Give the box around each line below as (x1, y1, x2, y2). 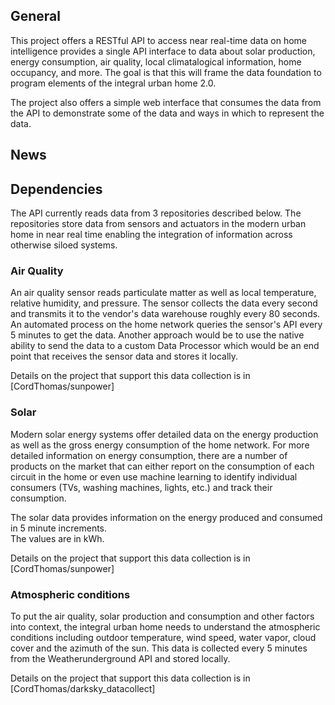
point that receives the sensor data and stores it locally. (10, 350, 239, 363)
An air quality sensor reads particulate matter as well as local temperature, (10, 287, 317, 299)
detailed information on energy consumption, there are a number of (10, 449, 288, 461)
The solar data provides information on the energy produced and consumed (10, 511, 323, 523)
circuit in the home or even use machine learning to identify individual (10, 470, 298, 483)
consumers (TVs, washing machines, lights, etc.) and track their (10, 481, 273, 493)
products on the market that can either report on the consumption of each (10, 460, 315, 472)
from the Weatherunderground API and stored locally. (10, 652, 231, 664)
